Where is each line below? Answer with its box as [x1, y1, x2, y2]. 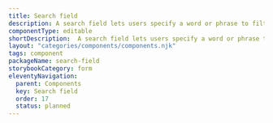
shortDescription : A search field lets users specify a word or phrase [8, 34, 260, 43]
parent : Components [15, 79, 82, 87]
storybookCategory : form [8, 65, 93, 73]
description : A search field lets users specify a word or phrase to [8, 19, 249, 28]
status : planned [15, 102, 71, 110]
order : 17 [15, 95, 49, 103]
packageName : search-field [8, 57, 100, 66]
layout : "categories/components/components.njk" [8, 42, 176, 50]
